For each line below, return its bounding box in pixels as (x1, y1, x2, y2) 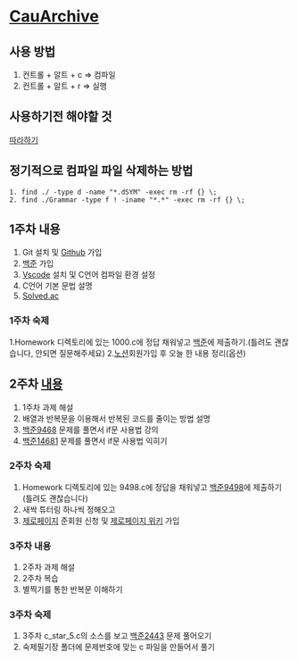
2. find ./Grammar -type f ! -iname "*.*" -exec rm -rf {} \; (9, 195, 245, 205)
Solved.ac (21, 290, 60, 301)
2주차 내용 (9, 377, 63, 392)
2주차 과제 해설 (21, 562, 76, 572)
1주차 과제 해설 (21, 402, 74, 413)
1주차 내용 (9, 221, 61, 238)
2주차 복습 (21, 573, 59, 584)
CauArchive (9, 6, 100, 27)
